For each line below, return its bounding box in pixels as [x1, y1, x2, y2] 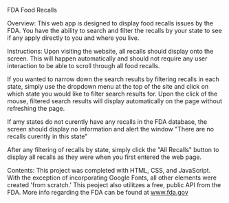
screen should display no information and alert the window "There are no [7, 125, 215, 133]
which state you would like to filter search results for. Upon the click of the [7, 89, 218, 98]
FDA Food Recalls [7, 6, 57, 14]
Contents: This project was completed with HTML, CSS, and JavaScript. [7, 167, 211, 174]
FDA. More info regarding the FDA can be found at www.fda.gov [7, 189, 189, 196]
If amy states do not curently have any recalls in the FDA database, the [7, 118, 208, 126]
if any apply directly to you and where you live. [7, 34, 140, 42]
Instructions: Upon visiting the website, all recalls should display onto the [7, 47, 214, 55]
